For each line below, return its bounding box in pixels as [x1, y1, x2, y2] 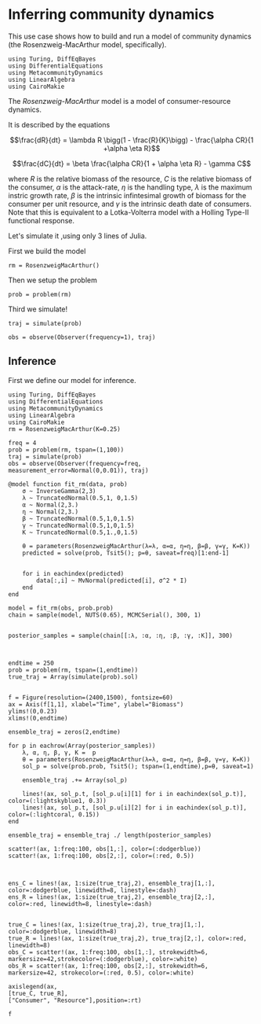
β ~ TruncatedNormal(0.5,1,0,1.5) [22, 514, 135, 522]
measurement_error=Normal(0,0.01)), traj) [8, 466, 149, 474]
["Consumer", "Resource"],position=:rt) [8, 996, 143, 1004]
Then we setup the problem [8, 275, 98, 285]
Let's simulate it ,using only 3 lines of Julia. [8, 230, 147, 241]
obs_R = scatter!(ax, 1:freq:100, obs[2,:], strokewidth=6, [8, 962, 209, 970]
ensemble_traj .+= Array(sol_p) [22, 776, 128, 784]
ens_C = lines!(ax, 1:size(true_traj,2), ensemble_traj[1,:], [8, 879, 216, 887]
